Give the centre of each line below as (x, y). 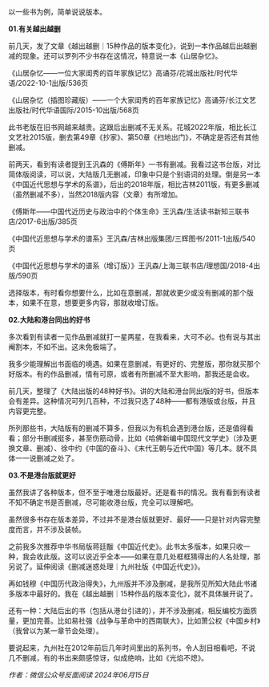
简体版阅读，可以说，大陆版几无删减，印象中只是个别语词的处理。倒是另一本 (134, 174)
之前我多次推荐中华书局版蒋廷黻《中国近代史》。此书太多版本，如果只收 (126, 547)
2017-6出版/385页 (48, 222)
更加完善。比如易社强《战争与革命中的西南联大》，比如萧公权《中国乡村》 (141, 621)
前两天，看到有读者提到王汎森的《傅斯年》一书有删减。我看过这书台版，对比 (134, 164)
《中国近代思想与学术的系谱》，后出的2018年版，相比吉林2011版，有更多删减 (134, 184)
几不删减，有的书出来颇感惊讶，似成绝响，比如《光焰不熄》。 (108, 658)
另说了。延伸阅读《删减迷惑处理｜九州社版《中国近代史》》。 (106, 567)
